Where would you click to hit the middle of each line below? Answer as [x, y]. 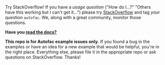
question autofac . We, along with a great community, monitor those [73, 17]
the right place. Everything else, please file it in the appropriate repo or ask [81, 52]
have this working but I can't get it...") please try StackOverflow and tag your [82, 12]
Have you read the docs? [31, 32]
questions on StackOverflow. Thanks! [43, 57]
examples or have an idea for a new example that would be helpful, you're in [82, 47]
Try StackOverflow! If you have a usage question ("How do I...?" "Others [78, 7]
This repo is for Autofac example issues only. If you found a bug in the [77, 42]
